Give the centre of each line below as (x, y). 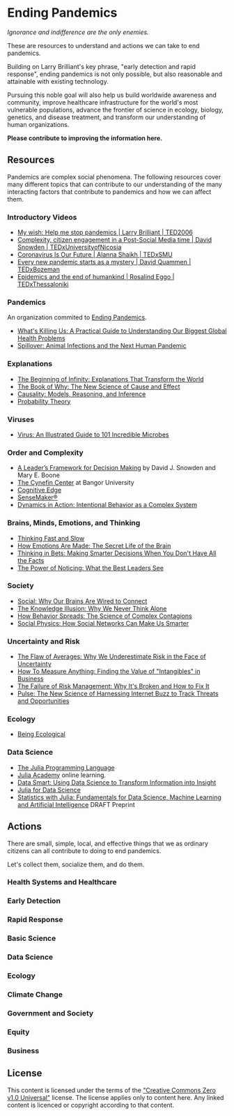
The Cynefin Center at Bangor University (76, 483)
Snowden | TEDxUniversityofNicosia (69, 247)
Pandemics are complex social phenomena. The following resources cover (114, 176)
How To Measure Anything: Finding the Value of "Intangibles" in (109, 672)
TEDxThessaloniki (43, 285)
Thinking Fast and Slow (51, 538)
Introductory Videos (42, 217)
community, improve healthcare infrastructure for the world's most (103, 102)
